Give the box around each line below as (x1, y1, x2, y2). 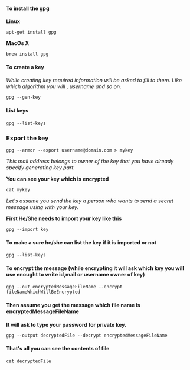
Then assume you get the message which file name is (6, 301, 140, 308)
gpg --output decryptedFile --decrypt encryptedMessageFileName (6, 332, 168, 339)
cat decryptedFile (6, 358, 51, 364)
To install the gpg (6, 5, 50, 12)
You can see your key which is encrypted (6, 175, 109, 182)
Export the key (6, 134, 49, 142)
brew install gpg (6, 51, 49, 57)
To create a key (6, 63, 44, 70)
